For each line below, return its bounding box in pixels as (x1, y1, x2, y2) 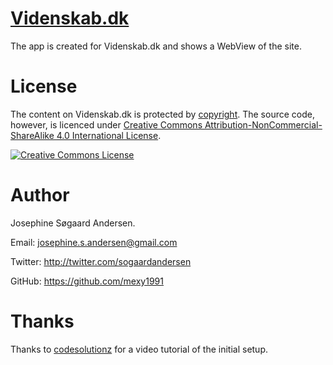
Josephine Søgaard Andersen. (10, 217, 136, 229)
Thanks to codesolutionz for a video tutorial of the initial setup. (10, 343, 269, 355)
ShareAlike (10, 129, 55, 141)
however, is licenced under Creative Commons (10, 118, 203, 131)
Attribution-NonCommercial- (204, 118, 323, 131)
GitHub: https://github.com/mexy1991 (10, 275, 164, 287)
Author (10, 184, 70, 207)
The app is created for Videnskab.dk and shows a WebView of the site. (10, 40, 302, 52)
